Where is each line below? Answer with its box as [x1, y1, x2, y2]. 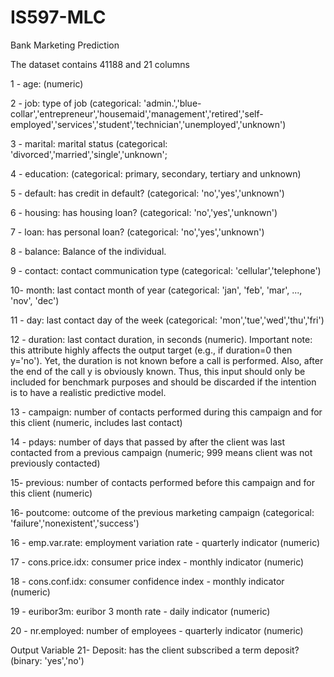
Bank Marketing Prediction [10, 39, 120, 51]
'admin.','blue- [143, 97, 202, 109]
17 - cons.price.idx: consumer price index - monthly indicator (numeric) [10, 556, 305, 568]
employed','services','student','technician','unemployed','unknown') [10, 118, 287, 130]
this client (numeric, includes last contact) [10, 416, 183, 428]
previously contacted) [10, 457, 101, 469]
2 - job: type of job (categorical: [10, 97, 142, 109]
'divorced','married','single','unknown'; [10, 148, 168, 160]
